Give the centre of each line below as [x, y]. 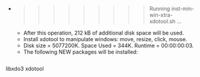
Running [160, 9]
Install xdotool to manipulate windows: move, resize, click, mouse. [105, 39]
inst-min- [183, 9]
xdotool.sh [162, 21]
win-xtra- [161, 15]
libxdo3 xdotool [25, 69]
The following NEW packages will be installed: [80, 52]
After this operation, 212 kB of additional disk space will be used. [104, 33]
